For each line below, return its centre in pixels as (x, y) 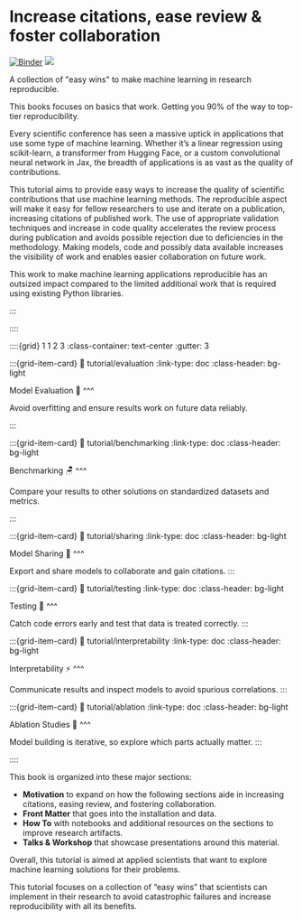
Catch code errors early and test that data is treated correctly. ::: (129, 623)
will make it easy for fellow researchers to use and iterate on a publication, (147, 209)
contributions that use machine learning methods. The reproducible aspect (148, 199)
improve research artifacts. (73, 832)
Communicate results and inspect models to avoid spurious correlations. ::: (148, 689)
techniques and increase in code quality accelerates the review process (143, 228)
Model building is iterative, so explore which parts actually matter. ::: (136, 741)
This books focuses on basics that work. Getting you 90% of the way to (142, 107)
